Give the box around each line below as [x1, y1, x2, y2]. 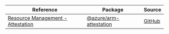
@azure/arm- [87, 15, 120, 21]
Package [102, 6, 124, 13]
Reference [32, 6, 58, 13]
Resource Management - [8, 15, 68, 21]
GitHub [143, 18, 160, 24]
